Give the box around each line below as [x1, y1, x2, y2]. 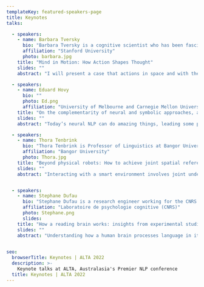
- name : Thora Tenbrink [17, 137, 78, 143]
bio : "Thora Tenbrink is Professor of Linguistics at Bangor [22, 143, 181, 149]
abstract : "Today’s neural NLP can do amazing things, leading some [17, 120, 194, 127]
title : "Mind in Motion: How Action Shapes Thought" [17, 59, 154, 65]
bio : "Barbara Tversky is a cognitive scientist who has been [22, 42, 183, 48]
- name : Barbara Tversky [17, 37, 80, 43]
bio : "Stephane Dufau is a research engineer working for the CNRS [22, 199, 197, 205]
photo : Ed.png [22, 98, 59, 105]
